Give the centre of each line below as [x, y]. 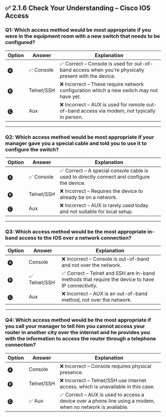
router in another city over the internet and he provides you [78, 333]
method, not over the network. [97, 300]
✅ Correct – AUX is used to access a [102, 395]
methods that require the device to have [108, 280]
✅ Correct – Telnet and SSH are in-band [108, 273]
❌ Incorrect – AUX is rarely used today [104, 205]
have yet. [70, 96]
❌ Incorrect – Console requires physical [105, 366]
